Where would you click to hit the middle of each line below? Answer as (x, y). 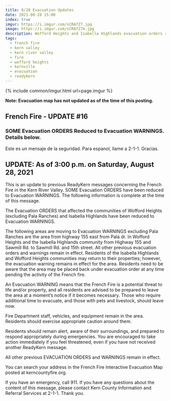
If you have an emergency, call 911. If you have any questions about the (80, 383)
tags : (11, 39)
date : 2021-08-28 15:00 (31, 15)
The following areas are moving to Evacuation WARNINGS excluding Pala (82, 232)
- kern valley (25, 48)
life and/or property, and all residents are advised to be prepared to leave (82, 290)
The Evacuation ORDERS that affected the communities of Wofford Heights (84, 211)
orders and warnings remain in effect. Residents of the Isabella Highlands (82, 253)
